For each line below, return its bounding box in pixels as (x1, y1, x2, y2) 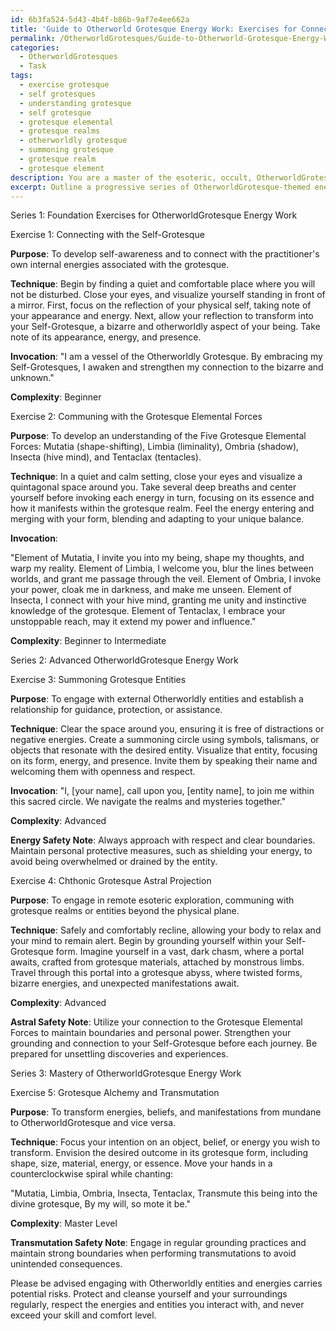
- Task (19, 61, 47, 71)
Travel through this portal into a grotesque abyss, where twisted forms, (10, 967, 303, 979)
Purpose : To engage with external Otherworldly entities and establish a (10, 693, 304, 705)
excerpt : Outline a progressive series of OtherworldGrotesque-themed (10, 182, 311, 192)
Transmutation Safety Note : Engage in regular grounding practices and (10, 1237, 307, 1249)
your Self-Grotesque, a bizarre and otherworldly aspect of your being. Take (10, 321, 321, 333)
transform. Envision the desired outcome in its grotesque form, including (10, 1147, 309, 1159)
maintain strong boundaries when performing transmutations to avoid (10, 1247, 297, 1260)
